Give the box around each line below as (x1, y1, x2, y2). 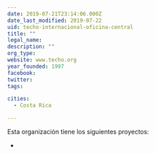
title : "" (7, 30, 37, 37)
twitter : (7, 76, 33, 83)
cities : (7, 95, 30, 102)
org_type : (7, 50, 37, 57)
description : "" (7, 43, 55, 50)
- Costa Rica (13, 102, 52, 109)
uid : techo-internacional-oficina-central (7, 23, 134, 30)
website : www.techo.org (7, 57, 77, 64)
